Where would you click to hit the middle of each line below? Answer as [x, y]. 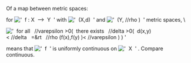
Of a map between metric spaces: [47, 8]
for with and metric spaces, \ [96, 20]
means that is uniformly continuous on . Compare [85, 48]
